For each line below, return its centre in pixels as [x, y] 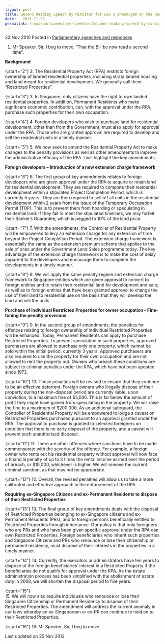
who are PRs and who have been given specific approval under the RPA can [82, 530]
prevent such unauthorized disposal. [42, 434]
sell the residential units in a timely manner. [49, 138]
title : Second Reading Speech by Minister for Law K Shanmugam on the [79, 14]
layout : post [18, 10]
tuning [12, 316]
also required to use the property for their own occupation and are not [76, 357]
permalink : [16, 23]
